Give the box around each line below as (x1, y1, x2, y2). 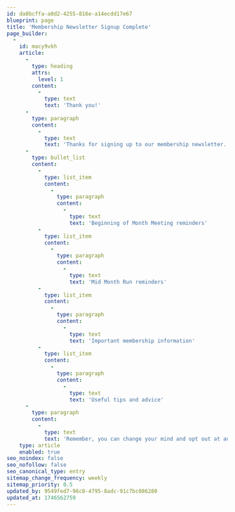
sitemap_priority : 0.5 (6, 481, 73, 488)
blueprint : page (6, 17, 54, 24)
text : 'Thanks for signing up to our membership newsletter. (43, 141, 227, 148)
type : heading (32, 63, 73, 70)
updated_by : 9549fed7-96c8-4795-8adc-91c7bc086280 (6, 487, 158, 494)
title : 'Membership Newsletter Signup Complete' (6, 23, 152, 30)
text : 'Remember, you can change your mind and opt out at (43, 435, 220, 442)
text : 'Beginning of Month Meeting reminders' (69, 219, 208, 226)
